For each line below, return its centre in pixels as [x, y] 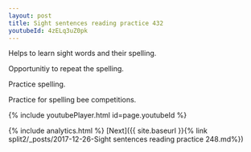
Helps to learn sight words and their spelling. [82, 54]
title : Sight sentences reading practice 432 [86, 23]
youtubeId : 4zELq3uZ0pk [48, 30]
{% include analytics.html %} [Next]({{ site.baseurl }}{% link [108, 131]
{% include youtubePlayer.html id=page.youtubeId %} [98, 115]
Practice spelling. [37, 84]
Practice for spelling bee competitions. [72, 100]
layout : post [30, 16]
